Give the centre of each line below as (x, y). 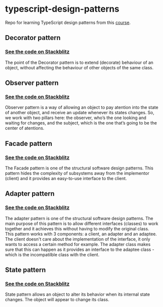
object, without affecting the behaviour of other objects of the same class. (79, 67)
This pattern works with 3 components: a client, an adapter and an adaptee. (81, 234)
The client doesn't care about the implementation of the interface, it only (78, 239)
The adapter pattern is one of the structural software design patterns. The (79, 218)
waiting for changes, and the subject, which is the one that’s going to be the (81, 123)
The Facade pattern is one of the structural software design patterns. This (79, 168)
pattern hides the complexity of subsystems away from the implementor (77, 173)
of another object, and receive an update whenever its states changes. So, (80, 113)
